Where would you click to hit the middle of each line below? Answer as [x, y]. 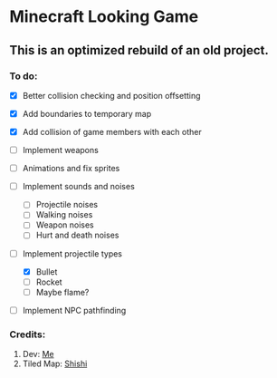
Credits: [28, 334]
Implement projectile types [72, 253]
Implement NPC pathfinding [74, 310]
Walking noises [64, 215]
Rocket [49, 282]
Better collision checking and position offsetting [111, 95]
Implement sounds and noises [79, 187]
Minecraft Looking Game [104, 17]
